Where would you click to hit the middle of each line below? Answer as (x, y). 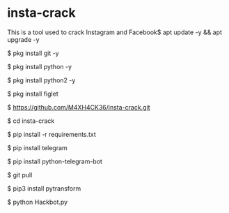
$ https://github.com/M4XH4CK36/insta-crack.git (79, 107)
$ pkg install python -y (39, 66)
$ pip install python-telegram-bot (55, 161)
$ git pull (20, 175)
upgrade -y (23, 39)
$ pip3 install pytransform (44, 188)
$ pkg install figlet (33, 94)
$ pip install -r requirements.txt (52, 134)
